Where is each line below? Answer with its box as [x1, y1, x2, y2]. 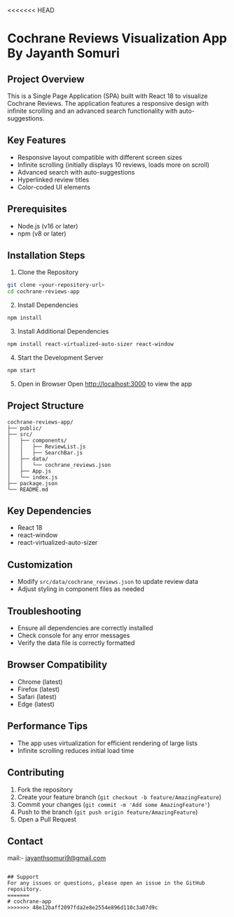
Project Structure [7, 400, 84, 412]
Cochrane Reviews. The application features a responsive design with [7, 100, 209, 107]
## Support [7, 874, 39, 881]
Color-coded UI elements [17, 182, 91, 191]
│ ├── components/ [7, 437, 68, 444]
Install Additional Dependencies [17, 327, 109, 336]
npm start [7, 367, 36, 374]
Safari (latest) [17, 692, 57, 700]
